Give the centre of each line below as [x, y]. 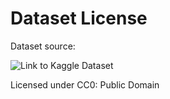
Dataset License [79, 18]
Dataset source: [43, 46]
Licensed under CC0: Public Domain [85, 84]
